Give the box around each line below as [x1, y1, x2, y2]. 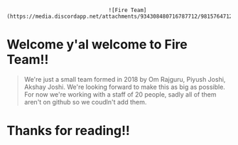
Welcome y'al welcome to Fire [6, 36, 188, 53]
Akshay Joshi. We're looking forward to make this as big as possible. [23, 82, 225, 91]
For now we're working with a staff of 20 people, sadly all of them [23, 90, 217, 99]
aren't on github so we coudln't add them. [23, 97, 147, 106]
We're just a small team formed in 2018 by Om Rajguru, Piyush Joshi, [23, 75, 226, 83]
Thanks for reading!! [6, 123, 131, 139]
